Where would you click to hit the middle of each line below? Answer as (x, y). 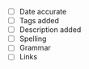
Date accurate (43, 12)
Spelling (33, 39)
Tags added (39, 21)
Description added (50, 30)
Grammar (35, 48)
